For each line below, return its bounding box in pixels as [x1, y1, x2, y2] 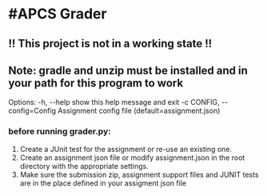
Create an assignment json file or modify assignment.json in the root [19, 153, 245, 162]
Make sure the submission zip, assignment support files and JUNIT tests [19, 170, 259, 179]
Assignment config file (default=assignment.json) [58, 106, 221, 116]
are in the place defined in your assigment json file [19, 178, 186, 188]
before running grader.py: [8, 126, 111, 137]
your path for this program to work [8, 76, 184, 90]
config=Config [8, 106, 57, 116]
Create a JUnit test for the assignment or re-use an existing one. [19, 144, 233, 154]
